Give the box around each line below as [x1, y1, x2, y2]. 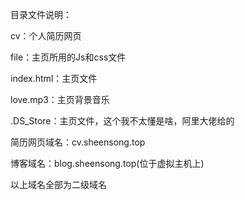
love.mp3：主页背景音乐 [10, 94, 110, 105]
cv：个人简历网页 [10, 30, 82, 42]
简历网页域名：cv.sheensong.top [10, 136, 146, 148]
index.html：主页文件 [10, 73, 98, 84]
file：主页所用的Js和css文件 [10, 51, 127, 63]
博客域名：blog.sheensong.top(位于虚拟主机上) [10, 158, 205, 169]
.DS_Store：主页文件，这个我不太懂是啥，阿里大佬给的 [10, 115, 235, 127]
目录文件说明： [10, 9, 72, 20]
